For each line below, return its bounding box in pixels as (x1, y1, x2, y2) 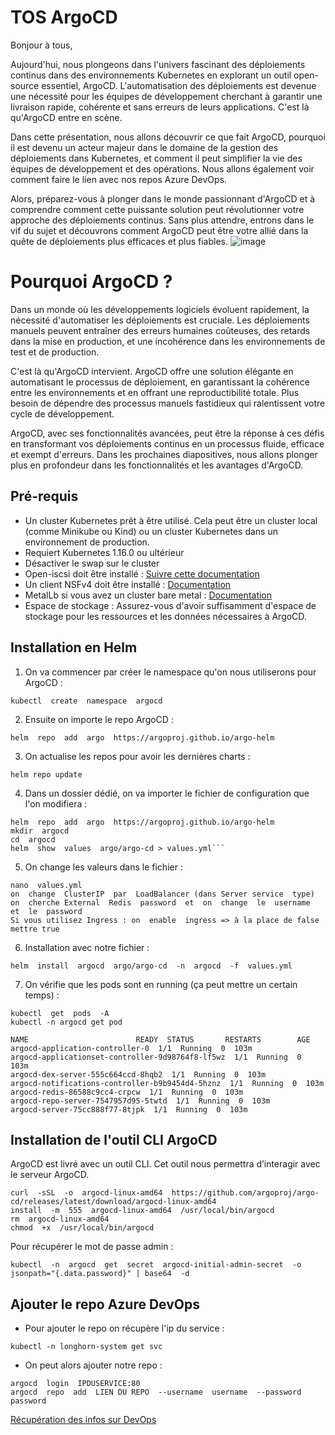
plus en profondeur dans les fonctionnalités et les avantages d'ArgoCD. (10, 459, 304, 471)
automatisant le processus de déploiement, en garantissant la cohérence (10, 376, 310, 388)
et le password (10, 906, 83, 916)
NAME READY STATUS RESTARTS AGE (10, 1034, 311, 1045)
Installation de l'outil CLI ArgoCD (10, 1131, 218, 1148)
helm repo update (10, 769, 83, 780)
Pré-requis (10, 488, 79, 505)
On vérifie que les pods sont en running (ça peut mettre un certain (24, 978, 298, 990)
